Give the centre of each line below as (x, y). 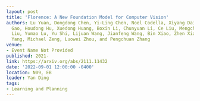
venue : (14, 45)
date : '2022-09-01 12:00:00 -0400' (50, 67)
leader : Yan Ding (28, 78)
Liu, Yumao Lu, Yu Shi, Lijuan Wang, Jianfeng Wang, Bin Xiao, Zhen (98, 34)
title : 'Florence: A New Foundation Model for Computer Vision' (87, 17)
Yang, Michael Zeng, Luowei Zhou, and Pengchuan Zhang (81, 39)
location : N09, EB (29, 72)
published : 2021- (28, 56)
